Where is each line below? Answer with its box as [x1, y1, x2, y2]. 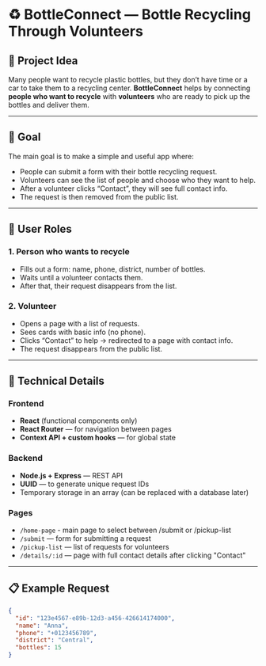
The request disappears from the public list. [19, 344, 163, 353]
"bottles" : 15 [15, 644, 62, 652]
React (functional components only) [19, 416, 138, 425]
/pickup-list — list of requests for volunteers [19, 542, 169, 552]
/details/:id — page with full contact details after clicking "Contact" [19, 550, 246, 560]
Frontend [8, 398, 44, 409]
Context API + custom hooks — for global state [19, 433, 177, 443]
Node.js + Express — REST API [19, 470, 123, 480]
